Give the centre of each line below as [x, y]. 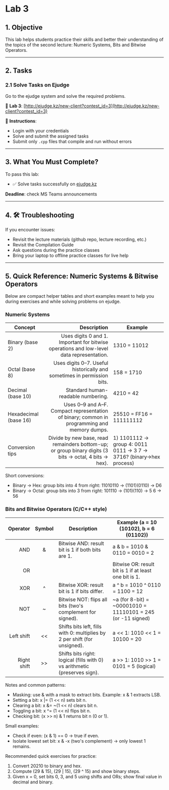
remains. [22, 746]
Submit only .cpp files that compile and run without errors [72, 141]
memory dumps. [89, 430]
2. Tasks [19, 71]
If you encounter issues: [30, 230]
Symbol [44, 529]
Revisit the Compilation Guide [43, 245]
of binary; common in [83, 417]
